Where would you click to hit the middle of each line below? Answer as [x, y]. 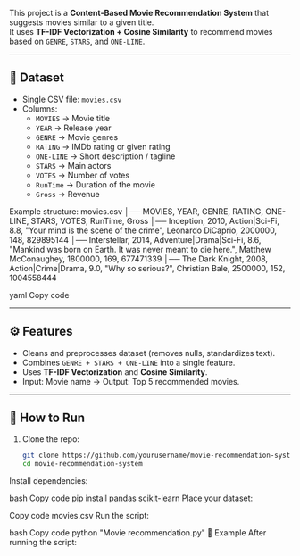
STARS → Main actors [73, 165]
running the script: [43, 543]
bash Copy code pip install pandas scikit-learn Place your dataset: [131, 498]
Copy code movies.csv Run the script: [79, 516]
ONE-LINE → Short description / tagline [105, 156]
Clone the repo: [51, 439]
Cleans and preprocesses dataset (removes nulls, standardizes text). [149, 353]
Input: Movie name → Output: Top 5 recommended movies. [131, 381]
